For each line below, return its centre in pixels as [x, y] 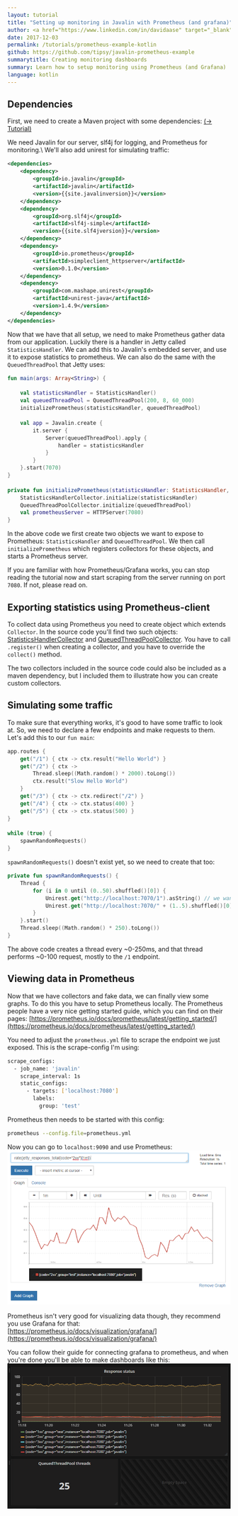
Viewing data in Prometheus [71, 979]
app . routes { [27, 751]
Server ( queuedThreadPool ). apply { [96, 438]
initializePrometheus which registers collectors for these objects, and [110, 549]
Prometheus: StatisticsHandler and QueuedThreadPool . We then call [106, 541]
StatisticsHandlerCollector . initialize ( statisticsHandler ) [109, 498]
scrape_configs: [31, 1061]
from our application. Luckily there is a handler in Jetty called [97, 342]
